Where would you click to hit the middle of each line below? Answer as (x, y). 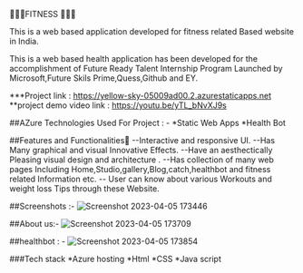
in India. (24, 41)
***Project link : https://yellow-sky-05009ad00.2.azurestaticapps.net (141, 96)
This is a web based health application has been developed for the (134, 58)
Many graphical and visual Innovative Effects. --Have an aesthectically (141, 150)
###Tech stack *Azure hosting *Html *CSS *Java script (116, 259)
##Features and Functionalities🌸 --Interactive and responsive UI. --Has (142, 140)
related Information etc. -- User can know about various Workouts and (141, 179)
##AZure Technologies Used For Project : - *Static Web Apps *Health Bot (147, 123)
